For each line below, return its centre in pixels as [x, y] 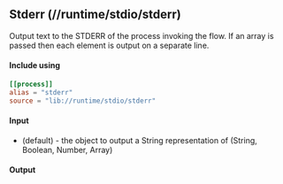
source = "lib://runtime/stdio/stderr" [83, 101]
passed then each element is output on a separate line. [109, 45]
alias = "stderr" [41, 92]
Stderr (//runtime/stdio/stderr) [95, 15]
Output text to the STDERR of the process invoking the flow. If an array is [141, 35]
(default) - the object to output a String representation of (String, [140, 140]
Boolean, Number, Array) [67, 149]
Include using [34, 65]
